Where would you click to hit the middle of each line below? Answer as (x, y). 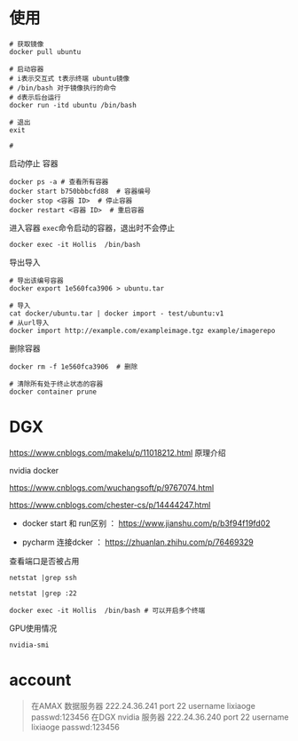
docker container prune (53, 392)
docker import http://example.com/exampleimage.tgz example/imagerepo (142, 331)
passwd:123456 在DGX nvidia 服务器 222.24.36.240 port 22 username (160, 717)
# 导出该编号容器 (36, 281)
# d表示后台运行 (35, 97)
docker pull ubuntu (45, 52)
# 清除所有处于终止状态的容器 (56, 384)
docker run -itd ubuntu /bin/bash (73, 105)
